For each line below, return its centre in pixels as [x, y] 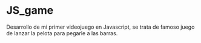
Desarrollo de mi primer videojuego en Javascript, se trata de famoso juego [100, 27]
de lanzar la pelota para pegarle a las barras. [62, 33]
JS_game [30, 10]
